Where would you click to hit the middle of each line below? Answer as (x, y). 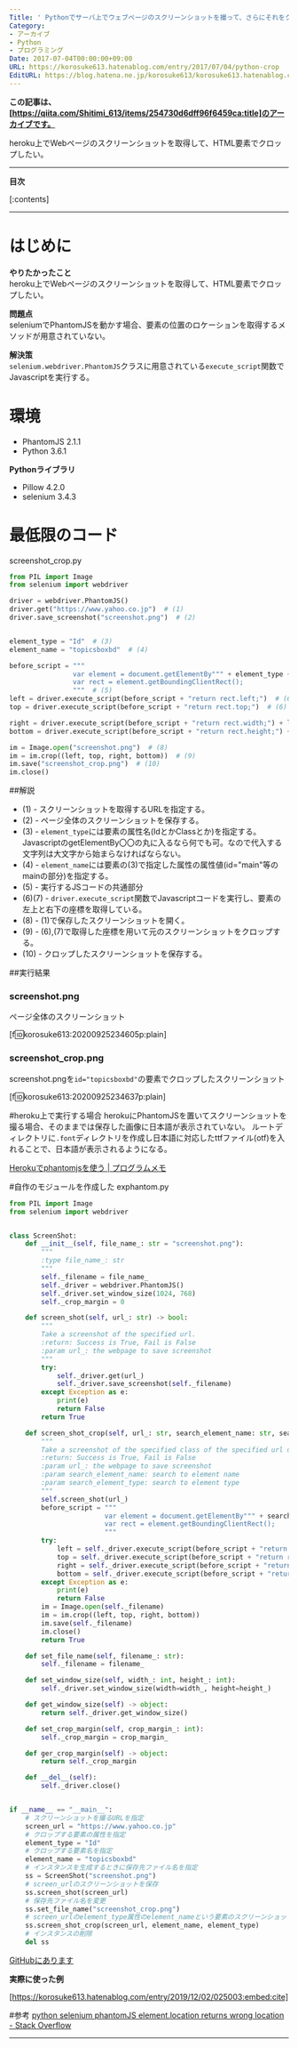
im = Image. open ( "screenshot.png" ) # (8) (89, 747)
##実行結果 (30, 973)
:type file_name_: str (83, 1261)
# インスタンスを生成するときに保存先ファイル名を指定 (111, 1868)
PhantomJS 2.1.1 (51, 441)
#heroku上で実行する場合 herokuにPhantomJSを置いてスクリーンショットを (148, 1115)
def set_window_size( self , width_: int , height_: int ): (131, 1681)
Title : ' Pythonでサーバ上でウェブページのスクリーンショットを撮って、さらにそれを (147, 17)
